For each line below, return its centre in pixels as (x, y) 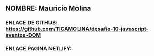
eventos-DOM (23, 35)
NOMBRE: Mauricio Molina (48, 8)
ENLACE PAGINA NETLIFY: (39, 49)
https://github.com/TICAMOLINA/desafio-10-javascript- (77, 29)
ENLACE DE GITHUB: (31, 23)
